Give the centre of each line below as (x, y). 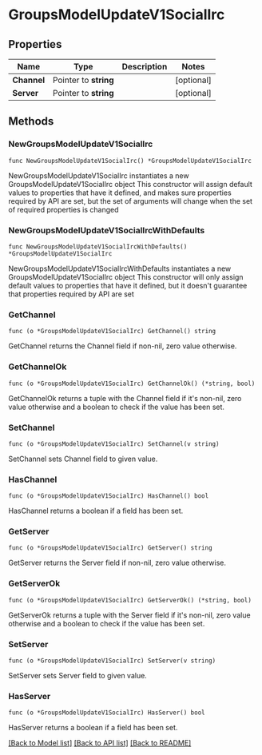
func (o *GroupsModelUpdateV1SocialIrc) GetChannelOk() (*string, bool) (132, 383)
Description (145, 67)
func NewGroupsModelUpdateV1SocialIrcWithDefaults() (98, 246)
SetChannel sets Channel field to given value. (83, 459)
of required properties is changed (64, 209)
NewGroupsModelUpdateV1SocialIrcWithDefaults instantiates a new (120, 268)
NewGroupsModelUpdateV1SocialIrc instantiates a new (99, 175)
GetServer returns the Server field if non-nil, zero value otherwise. (117, 563)
